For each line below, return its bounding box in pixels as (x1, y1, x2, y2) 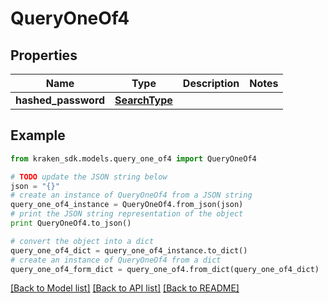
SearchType (114, 93, 173, 107)
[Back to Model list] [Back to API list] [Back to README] (10, 282, 240, 294)
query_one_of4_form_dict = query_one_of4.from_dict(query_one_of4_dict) (10, 264, 320, 274)
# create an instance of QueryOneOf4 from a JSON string (10, 190, 253, 201)
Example (10, 127, 66, 144)
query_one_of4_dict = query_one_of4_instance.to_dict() (10, 245, 248, 256)
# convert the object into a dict (10, 236, 155, 246)
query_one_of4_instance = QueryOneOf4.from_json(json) (10, 200, 244, 210)
